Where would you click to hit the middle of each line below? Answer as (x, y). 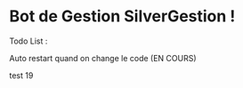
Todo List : (28, 41)
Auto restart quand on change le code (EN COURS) (103, 58)
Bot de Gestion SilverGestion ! (122, 16)
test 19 (21, 75)
